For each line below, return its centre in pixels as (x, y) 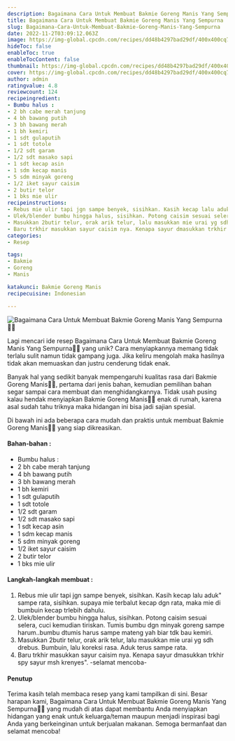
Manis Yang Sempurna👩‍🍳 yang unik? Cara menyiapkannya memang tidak (113, 348)
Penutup (20, 679)
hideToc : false (29, 46)
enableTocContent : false (43, 60)
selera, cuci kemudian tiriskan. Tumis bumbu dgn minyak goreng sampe (121, 625)
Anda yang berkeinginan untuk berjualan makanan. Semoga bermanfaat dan (117, 724)
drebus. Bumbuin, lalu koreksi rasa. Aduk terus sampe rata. (102, 647)
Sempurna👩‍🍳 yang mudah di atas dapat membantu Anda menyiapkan (107, 709)
